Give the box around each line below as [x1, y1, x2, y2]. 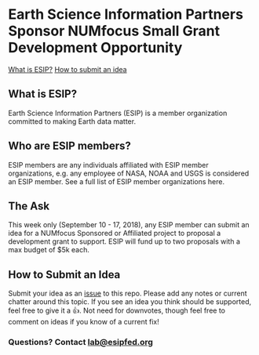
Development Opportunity [8, 39, 183, 56]
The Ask [8, 199, 49, 212]
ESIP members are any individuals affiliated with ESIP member [8, 160, 210, 169]
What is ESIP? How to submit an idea [8, 64, 127, 74]
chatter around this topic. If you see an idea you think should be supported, [8, 297, 252, 306]
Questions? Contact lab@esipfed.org [8, 337, 153, 348]
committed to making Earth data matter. [8, 116, 136, 126]
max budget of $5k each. [8, 245, 90, 255]
